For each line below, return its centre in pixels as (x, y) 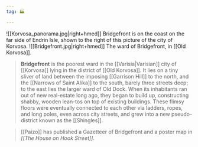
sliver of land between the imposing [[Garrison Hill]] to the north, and (105, 76)
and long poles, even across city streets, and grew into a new (95, 114)
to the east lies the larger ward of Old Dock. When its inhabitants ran (104, 89)
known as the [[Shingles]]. (71, 120)
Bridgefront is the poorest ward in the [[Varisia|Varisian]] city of (98, 64)
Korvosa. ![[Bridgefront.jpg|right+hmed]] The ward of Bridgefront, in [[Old (96, 46)
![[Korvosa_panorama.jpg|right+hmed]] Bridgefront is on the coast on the (95, 34)
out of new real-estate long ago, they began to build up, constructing (105, 95)
